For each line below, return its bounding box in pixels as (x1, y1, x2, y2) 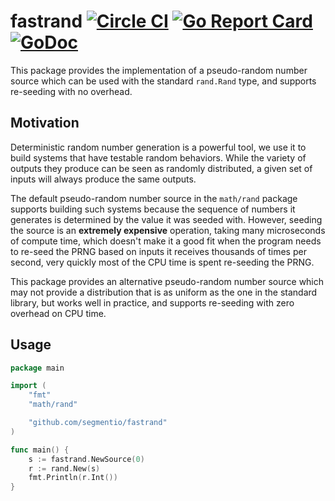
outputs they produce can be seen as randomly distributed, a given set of (10, 162, 313, 174)
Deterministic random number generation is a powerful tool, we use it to (10, 141, 307, 153)
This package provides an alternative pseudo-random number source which (10, 275, 325, 287)
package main (10, 363, 65, 373)
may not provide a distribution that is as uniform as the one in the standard (10, 286, 318, 298)
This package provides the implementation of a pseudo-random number (10, 64, 308, 76)
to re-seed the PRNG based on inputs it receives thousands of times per (10, 245, 307, 257)
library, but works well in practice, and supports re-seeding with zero (10, 296, 295, 309)
